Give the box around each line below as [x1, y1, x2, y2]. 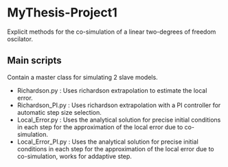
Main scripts [7, 55, 62, 67]
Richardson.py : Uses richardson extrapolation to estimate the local [16, 86, 207, 94]
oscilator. [7, 34, 33, 43]
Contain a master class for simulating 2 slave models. [7, 73, 158, 81]
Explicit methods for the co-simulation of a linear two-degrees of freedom [7, 27, 216, 36]
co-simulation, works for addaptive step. [16, 152, 132, 160]
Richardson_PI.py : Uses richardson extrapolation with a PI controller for [16, 101, 221, 109]
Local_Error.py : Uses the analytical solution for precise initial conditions [16, 115, 221, 124]
